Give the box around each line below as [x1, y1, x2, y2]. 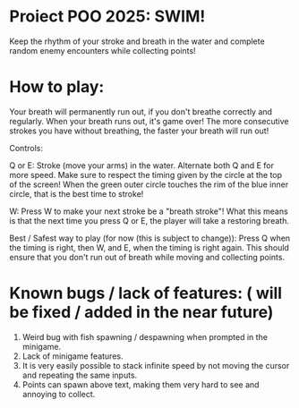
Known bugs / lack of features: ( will [9, 284, 283, 303]
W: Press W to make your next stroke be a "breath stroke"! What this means [9, 206, 288, 217]
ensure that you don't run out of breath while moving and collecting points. [9, 251, 285, 262]
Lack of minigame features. [21, 351, 124, 361]
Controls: [9, 142, 43, 153]
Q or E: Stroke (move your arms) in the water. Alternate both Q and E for [9, 159, 275, 171]
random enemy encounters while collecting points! [9, 45, 196, 55]
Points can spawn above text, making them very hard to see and [21, 378, 260, 390]
